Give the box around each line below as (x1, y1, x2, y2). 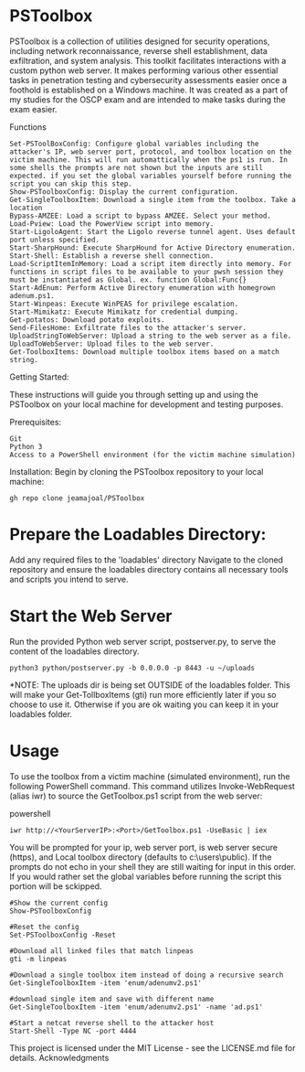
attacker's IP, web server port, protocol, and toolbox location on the (9, 147, 292, 156)
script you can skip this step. (9, 179, 132, 188)
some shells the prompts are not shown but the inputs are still (9, 163, 263, 172)
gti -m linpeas (9, 954, 68, 963)
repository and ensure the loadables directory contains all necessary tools (9, 563, 289, 574)
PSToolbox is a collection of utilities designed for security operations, (9, 36, 270, 47)
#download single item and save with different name (9, 994, 215, 1003)
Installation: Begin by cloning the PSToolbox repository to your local (9, 466, 264, 477)
